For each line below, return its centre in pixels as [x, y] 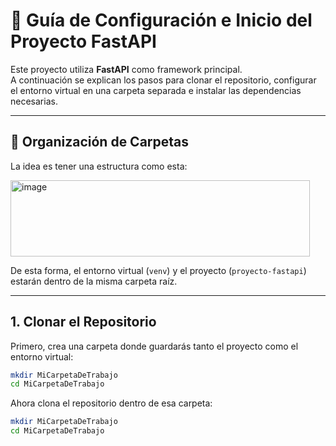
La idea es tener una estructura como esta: [99, 166]
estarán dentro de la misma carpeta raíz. [94, 281]
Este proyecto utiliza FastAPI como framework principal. [126, 69]
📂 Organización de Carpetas [100, 142]
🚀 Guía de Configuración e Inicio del [161, 20]
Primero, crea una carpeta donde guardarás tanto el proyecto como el [154, 346]
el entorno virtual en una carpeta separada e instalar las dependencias [156, 90]
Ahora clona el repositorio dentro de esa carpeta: [111, 403]
